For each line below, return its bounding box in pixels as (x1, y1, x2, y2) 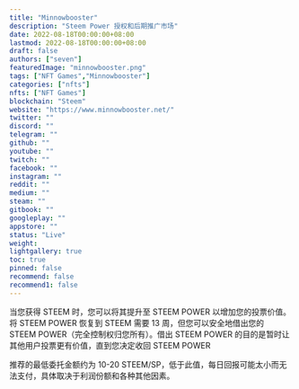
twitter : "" (9, 113, 54, 122)
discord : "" (9, 122, 54, 131)
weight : (9, 239, 39, 248)
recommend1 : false (9, 280, 78, 289)
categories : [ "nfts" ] (9, 80, 91, 89)
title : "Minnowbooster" (9, 13, 99, 22)
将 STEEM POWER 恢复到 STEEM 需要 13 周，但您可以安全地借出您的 (9, 317, 265, 328)
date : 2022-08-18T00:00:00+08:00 (9, 30, 135, 39)
